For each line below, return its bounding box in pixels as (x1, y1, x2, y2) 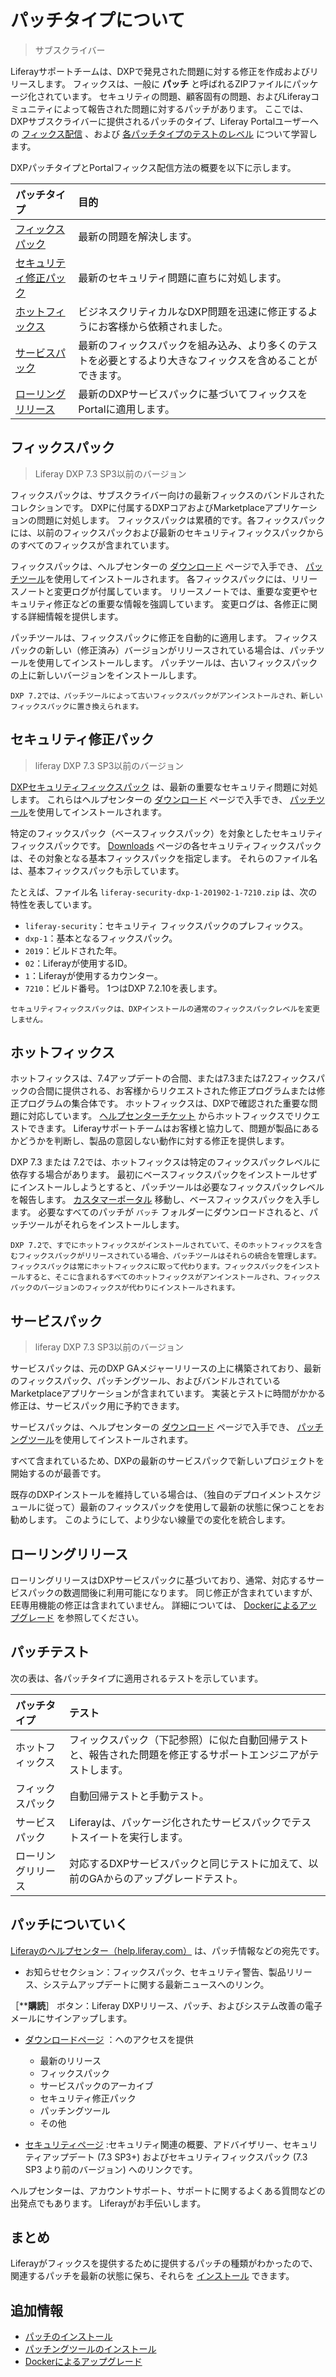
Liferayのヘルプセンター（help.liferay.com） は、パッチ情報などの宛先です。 (10, 1944, 325, 1956)
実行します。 (129, 1830, 189, 1844)
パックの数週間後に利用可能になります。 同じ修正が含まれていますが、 (27, 1587, 318, 1598)
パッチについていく (10, 1916, 129, 1933)
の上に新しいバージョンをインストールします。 (10, 669, 203, 681)
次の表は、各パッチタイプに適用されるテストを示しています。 (10, 1672, 264, 1684)
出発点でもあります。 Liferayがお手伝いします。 (10, 2197, 207, 2209)
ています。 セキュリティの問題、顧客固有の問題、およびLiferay (53, 90, 312, 102)
